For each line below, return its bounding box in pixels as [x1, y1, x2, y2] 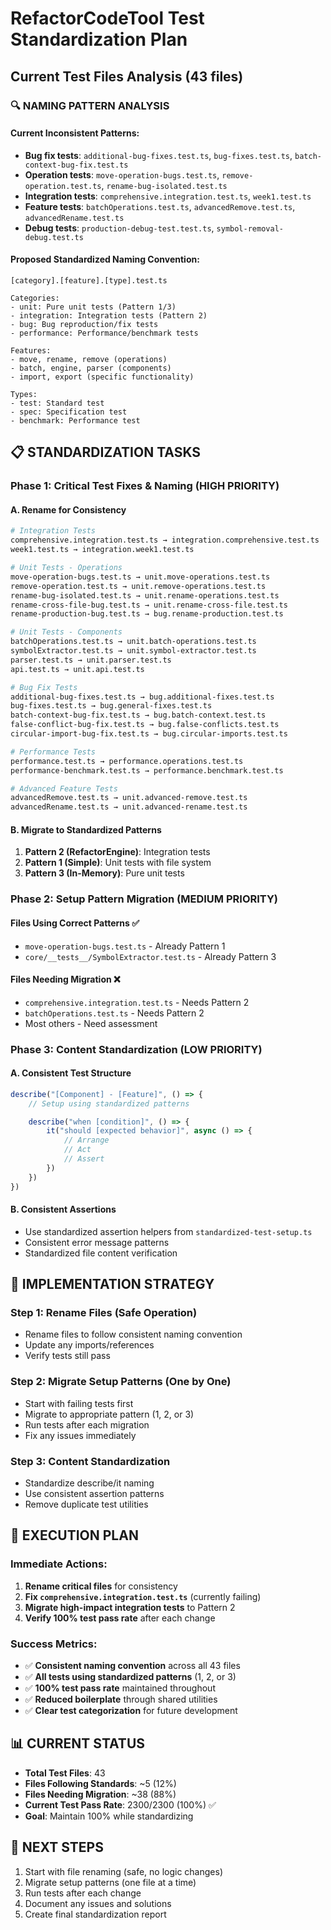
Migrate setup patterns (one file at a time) [24, 1876, 197, 1888]
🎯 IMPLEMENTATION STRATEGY [10, 1276, 215, 1293]
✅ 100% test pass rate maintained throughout [24, 1682, 216, 1694]
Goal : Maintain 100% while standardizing [24, 1810, 194, 1822]
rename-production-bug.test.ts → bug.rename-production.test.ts [10, 609, 284, 619]
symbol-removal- [216, 223, 284, 234]
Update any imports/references [24, 1339, 155, 1351]
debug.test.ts [24, 232, 84, 242]
